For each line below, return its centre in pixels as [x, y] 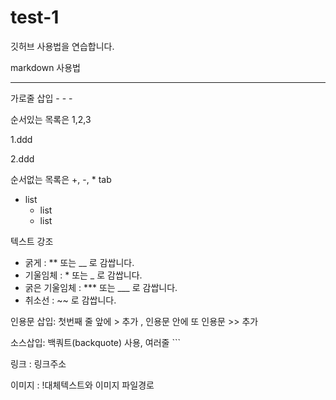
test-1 [35, 17]
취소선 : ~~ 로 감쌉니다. [70, 300]
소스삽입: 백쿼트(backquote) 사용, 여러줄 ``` [95, 342]
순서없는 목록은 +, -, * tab [61, 179]
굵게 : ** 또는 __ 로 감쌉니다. [79, 262]
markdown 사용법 [46, 67]
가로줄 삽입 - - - [41, 98]
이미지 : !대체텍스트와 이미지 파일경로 [82, 385]
